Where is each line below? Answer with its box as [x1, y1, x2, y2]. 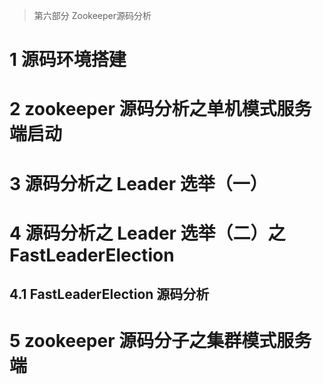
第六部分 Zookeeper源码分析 [33, 10, 152, 21]
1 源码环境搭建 [9, 49, 127, 71]
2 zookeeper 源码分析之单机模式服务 [9, 98, 312, 121]
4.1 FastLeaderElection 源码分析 [9, 286, 210, 303]
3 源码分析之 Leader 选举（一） [9, 172, 268, 195]
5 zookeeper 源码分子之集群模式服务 [9, 330, 312, 353]
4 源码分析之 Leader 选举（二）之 [9, 222, 286, 244]
